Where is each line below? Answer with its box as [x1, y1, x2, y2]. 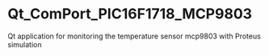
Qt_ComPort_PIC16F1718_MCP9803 [7, 5, 252, 23]
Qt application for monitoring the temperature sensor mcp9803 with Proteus [7, 31, 262, 41]
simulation [7, 39, 42, 49]
